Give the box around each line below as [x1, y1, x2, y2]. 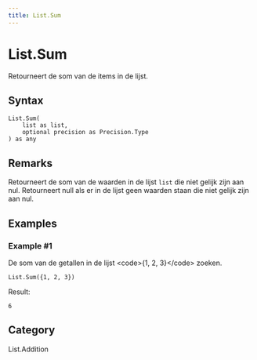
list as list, [22, 122, 68, 129]
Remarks [8, 156, 53, 169]
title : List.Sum [8, 11, 61, 20]
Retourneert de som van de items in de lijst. [8, 71, 149, 81]
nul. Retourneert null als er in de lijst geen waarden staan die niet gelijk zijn [8, 186, 249, 195]
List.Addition [8, 344, 49, 354]
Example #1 [8, 240, 52, 251]
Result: [8, 287, 31, 296]
